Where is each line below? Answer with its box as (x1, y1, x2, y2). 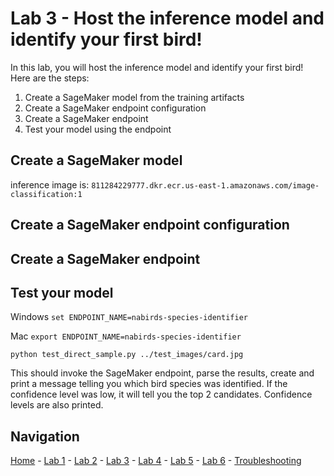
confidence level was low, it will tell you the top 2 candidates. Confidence (10, 388, 313, 401)
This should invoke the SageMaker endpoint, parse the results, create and (10, 367, 315, 379)
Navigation (10, 428, 80, 445)
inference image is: (10, 178, 90, 191)
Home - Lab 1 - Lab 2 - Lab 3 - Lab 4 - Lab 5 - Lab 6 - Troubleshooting (10, 455, 302, 467)
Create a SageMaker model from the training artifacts (24, 91, 245, 103)
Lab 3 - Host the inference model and (10, 7, 325, 30)
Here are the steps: (10, 72, 90, 84)
